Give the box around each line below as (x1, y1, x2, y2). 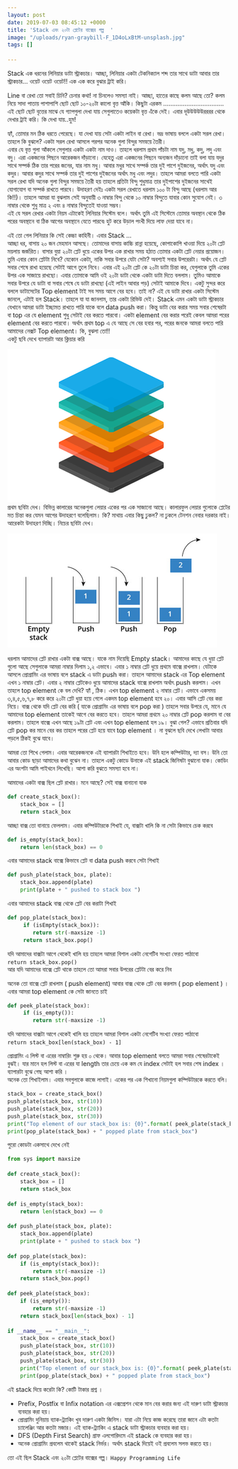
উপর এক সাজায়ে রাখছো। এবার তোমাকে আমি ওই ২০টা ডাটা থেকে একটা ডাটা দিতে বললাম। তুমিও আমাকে (7, 271, 221, 279)
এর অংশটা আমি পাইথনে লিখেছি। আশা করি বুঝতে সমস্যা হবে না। (7, 764, 140, 772)
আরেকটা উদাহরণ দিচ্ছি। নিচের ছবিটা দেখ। (7, 519, 94, 527)
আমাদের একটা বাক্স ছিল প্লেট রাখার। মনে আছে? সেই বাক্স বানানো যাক (7, 778, 147, 786)
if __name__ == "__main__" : (7, 1327, 91, 1334)
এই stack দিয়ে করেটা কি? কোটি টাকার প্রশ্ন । (7, 1385, 103, 1393)
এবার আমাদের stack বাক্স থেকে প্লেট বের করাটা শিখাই (7, 900, 117, 907)
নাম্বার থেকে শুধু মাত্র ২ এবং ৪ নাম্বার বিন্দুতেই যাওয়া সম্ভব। (7, 201, 123, 209)
